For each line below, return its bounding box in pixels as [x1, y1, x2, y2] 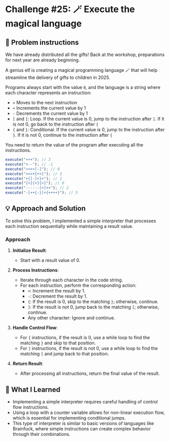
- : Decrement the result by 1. [27, 293, 88, 300]
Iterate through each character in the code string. [20, 277, 123, 283]
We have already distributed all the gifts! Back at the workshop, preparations [5, 51, 165, 57]
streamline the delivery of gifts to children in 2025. [5, 74, 110, 80]
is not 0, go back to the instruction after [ [12, 121, 99, 127]
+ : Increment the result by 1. [27, 288, 86, 294]
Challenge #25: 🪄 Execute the [5, 4, 135, 15]
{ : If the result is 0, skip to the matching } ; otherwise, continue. [27, 299, 159, 305]
